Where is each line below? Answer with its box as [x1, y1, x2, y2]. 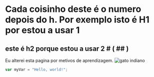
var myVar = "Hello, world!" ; [5, 67, 68, 72]
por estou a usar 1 [5, 25, 80, 36]
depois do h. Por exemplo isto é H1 [5, 14, 150, 25]
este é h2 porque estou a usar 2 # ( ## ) [5, 44, 129, 53]
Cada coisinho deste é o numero [5, 3, 142, 15]
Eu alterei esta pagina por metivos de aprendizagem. [5, 58, 114, 63]
